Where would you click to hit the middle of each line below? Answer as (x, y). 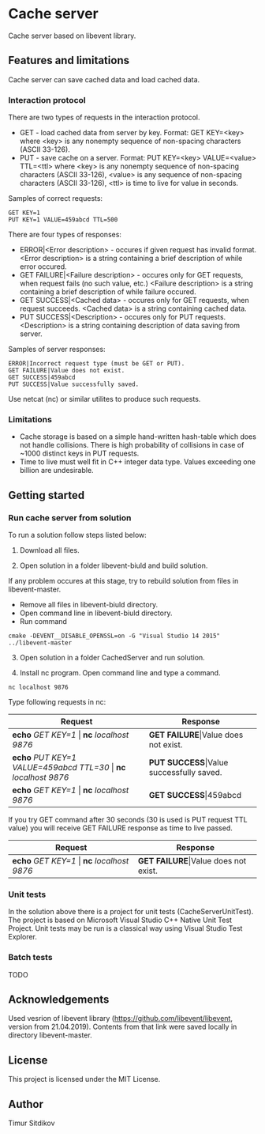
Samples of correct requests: (56, 198)
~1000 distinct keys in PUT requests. (79, 454)
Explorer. (23, 937)
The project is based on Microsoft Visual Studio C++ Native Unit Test (120, 920)
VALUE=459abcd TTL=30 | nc (69, 768)
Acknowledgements (59, 1000)
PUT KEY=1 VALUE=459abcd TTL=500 (63, 220)
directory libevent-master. (50, 1035)
